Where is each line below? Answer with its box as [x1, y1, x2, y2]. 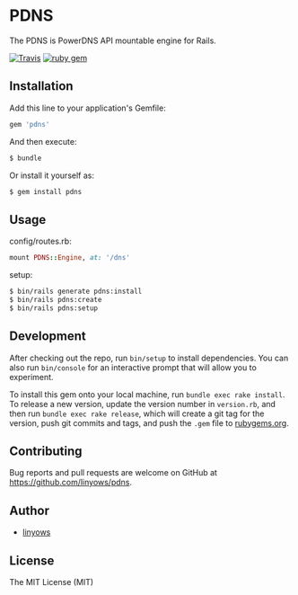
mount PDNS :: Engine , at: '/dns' [9, 253, 130, 262]
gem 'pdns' [9, 120, 50, 129]
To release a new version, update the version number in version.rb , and [9, 398, 276, 409]
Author [9, 502, 49, 518]
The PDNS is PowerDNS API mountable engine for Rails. [9, 35, 217, 46]
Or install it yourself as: [9, 170, 94, 181]
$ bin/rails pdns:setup [9, 303, 99, 313]
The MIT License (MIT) [9, 576, 94, 587]
